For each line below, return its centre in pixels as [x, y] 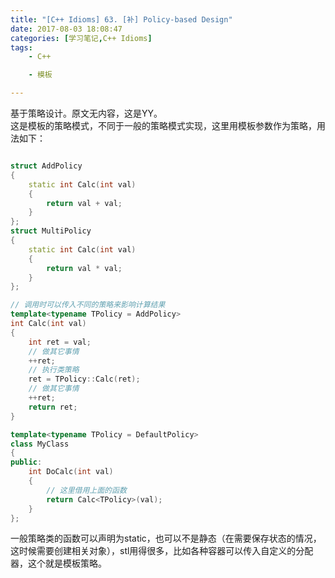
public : [26, 462]
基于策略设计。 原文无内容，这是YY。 [86, 113]
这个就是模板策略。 [67, 563]
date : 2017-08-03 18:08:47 [66, 29]
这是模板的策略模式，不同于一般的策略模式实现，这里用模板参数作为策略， [163, 125]
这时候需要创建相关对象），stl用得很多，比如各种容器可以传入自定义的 [153, 551]
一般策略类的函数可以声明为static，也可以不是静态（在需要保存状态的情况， [166, 538]
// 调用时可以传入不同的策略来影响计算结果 [88, 305]
